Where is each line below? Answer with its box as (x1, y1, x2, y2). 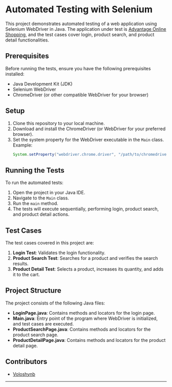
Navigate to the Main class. (12, 195, 69, 201)
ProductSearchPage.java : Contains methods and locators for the (12, 326, 151, 332)
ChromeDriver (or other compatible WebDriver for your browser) (12, 91, 149, 98)
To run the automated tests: (5, 179, 64, 186)
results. (12, 260, 29, 267)
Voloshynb (12, 371, 36, 377)
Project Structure (5, 286, 61, 295)
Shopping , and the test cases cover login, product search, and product (5, 31, 155, 37)
